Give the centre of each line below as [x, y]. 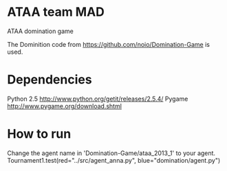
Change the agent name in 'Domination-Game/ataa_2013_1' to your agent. [111, 153]
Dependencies [50, 80]
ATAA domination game [40, 31]
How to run [39, 134]
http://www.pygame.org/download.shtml [65, 106]
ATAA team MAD [56, 12]
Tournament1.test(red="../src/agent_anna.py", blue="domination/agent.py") [114, 160]
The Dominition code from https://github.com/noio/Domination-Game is [108, 44]
